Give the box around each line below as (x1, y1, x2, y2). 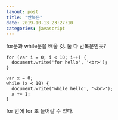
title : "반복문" (6, 14, 43, 20)
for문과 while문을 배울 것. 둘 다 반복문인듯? (6, 42, 107, 50)
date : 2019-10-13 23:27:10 (6, 20, 73, 26)
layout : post (6, 8, 39, 15)
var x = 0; (6, 75, 33, 81)
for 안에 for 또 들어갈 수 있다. (6, 107, 74, 115)
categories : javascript (6, 25, 66, 32)
